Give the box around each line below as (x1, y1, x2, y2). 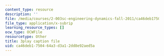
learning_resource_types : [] (5, 25, 64, 30)
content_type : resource (5, 7, 54, 12)
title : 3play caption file (5, 39, 60, 44)
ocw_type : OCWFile (5, 30, 42, 35)
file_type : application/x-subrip (5, 20, 73, 26)
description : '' (5, 12, 38, 17)
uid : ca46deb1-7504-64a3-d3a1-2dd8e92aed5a (5, 43, 95, 48)
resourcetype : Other (5, 35, 47, 39)
